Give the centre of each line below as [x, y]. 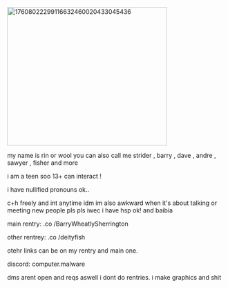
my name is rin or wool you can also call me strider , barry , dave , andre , [112, 155]
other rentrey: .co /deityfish [46, 237]
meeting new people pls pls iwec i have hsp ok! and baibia [90, 210]
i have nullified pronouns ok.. [48, 189]
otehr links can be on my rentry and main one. [73, 251]
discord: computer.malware [46, 264]
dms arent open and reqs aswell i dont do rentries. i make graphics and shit [114, 277]
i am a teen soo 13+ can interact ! [54, 176]
